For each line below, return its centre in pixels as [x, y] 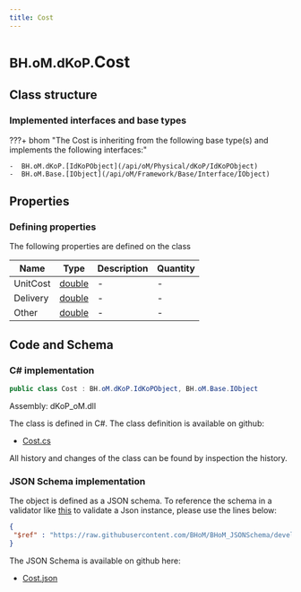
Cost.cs [36, 440]
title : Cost [31, 17]
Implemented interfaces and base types [98, 120]
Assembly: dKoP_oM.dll [53, 405]
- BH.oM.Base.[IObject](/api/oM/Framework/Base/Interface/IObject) [140, 174]
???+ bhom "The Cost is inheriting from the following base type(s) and [139, 140]
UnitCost [32, 283]
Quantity [176, 268]
